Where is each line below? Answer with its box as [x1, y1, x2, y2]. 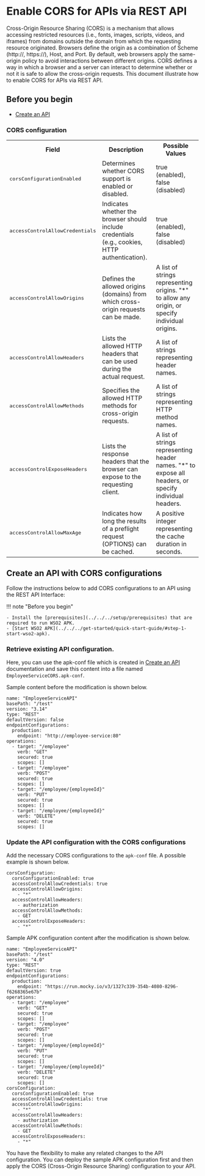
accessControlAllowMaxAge [9, 529, 81, 536]
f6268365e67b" [6, 989, 43, 995]
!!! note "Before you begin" [6, 602, 74, 610]
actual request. [101, 372, 145, 381]
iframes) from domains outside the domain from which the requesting [6, 37, 181, 45]
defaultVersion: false [6, 717, 64, 723]
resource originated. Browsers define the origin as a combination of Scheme [6, 44, 198, 51]
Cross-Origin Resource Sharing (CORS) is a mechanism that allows [6, 24, 174, 32]
